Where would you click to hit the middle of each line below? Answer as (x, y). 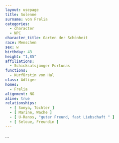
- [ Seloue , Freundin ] (34, 122)
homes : (12, 84)
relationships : (21, 103)
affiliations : (20, 61)
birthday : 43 (19, 52)
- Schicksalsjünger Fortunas (40, 66)
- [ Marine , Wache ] (31, 113)
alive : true (17, 98)
